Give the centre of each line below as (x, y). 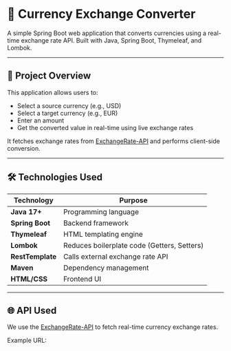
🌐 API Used (32, 310)
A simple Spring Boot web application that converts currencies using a (107, 33)
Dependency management (106, 268)
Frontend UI (82, 279)
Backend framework (96, 223)
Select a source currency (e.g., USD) (69, 105)
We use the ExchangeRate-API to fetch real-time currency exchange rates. (113, 327)
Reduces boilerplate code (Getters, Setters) (133, 245)
